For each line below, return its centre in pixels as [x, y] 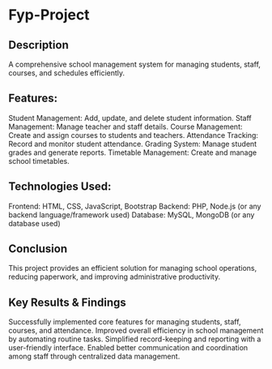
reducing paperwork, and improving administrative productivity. [115, 277]
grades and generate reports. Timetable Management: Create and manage [133, 152]
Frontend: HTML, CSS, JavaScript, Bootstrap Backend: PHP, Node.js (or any [135, 206]
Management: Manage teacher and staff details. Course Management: [125, 127]
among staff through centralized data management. [94, 356]
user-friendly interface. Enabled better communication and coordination [128, 348]
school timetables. [39, 161]
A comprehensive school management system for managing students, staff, [135, 64]
